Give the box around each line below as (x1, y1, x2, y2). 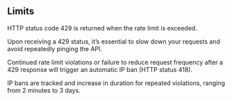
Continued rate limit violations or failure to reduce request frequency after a (7, 58, 224, 66)
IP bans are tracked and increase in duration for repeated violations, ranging (7, 79, 226, 87)
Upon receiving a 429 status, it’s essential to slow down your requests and (7, 37, 220, 46)
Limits (7, 6, 35, 17)
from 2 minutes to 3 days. (7, 86, 81, 94)
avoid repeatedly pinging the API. (7, 44, 103, 53)
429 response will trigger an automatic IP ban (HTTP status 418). (7, 65, 193, 73)
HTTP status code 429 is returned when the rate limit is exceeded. (7, 24, 198, 32)
